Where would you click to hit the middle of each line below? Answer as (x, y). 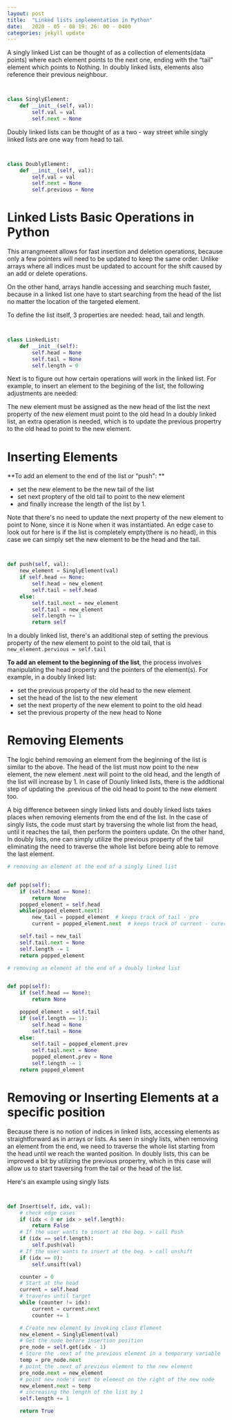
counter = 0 (37, 1277)
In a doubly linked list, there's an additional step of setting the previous (108, 636)
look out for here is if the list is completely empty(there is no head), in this (112, 532)
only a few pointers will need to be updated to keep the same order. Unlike (113, 259)
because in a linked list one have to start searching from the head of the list (114, 294)
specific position (56, 1112)
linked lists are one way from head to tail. (66, 139)
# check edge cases (48, 1213)
